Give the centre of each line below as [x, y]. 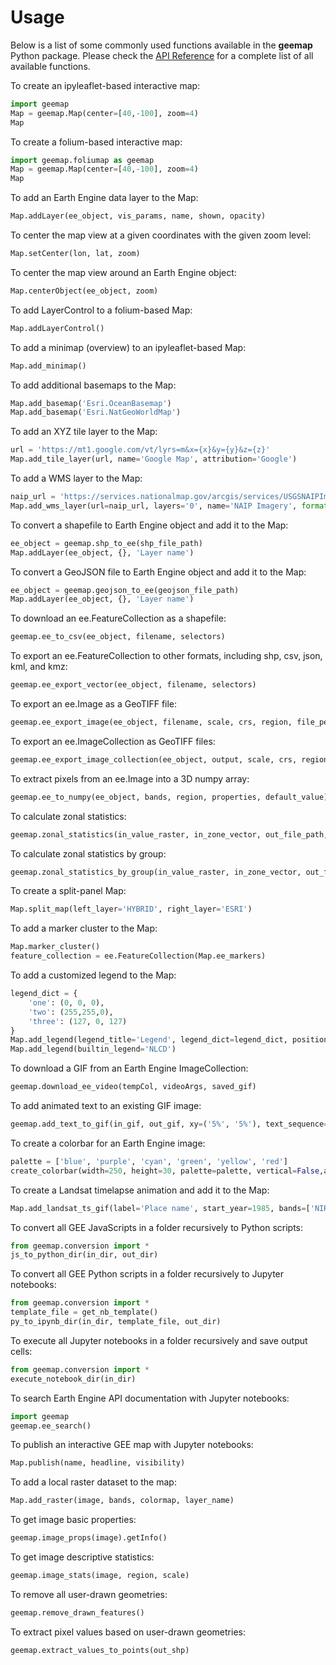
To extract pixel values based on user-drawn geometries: [128, 1632]
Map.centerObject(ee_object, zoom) [84, 291]
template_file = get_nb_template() [84, 1312]
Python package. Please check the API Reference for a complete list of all [162, 55]
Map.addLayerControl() [57, 328]
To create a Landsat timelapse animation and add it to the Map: [140, 1190]
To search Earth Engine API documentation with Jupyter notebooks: [150, 1398]
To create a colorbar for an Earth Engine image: [108, 1143]
